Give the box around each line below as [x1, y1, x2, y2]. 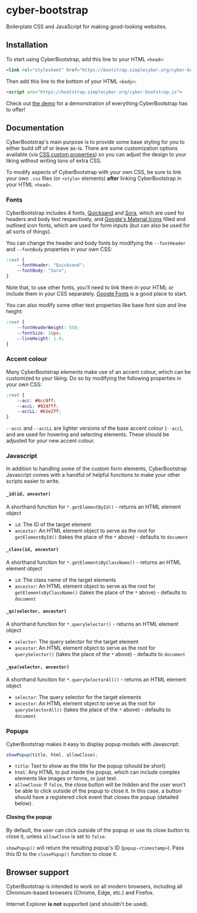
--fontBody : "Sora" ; [16, 268, 67, 274]
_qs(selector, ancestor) [6, 608, 67, 614]
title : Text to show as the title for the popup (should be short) [14, 762, 166, 770]
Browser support [6, 868, 69, 878]
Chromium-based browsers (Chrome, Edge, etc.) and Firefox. [6, 889, 154, 897]
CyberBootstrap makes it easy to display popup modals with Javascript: [6, 740, 180, 747]
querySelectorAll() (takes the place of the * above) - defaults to [14, 706, 171, 713]
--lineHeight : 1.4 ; [16, 336, 64, 342]
